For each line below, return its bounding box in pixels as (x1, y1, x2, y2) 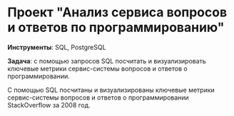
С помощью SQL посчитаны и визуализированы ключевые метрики (7, 85, 215, 94)
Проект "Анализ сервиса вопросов (7, 4, 228, 21)
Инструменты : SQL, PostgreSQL (7, 43, 106, 51)
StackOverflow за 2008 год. (7, 100, 91, 109)
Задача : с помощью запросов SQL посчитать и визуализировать (7, 56, 207, 65)
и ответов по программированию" (7, 19, 225, 36)
